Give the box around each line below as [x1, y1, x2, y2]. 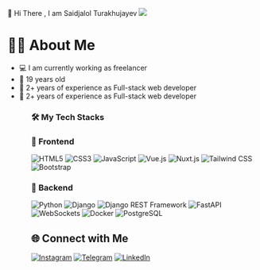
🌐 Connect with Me [30, 231, 129, 245]
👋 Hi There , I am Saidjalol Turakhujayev [7, 9, 138, 17]
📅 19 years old [18, 74, 65, 83]
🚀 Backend [30, 183, 73, 194]
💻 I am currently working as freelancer [18, 63, 148, 72]
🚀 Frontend [30, 136, 75, 147]
